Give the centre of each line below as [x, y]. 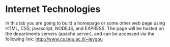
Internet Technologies [53, 9]
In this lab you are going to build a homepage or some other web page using [85, 23]
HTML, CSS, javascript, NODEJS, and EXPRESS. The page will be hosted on [85, 28]
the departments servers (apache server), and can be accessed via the [80, 33]
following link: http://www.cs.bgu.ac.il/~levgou [54, 39]
